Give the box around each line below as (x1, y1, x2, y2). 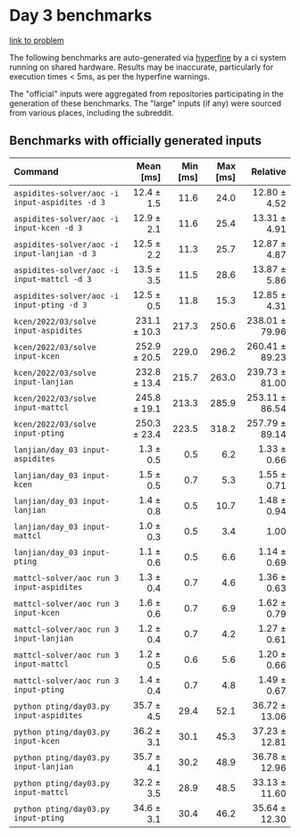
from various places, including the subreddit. (9, 107, 174, 118)
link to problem (9, 35, 64, 46)
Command (13, 165, 60, 178)
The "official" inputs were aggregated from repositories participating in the (9, 88, 284, 99)
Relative (251, 165, 287, 178)
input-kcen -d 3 (13, 222, 83, 233)
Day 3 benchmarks (9, 5, 153, 26)
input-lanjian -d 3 (13, 248, 96, 259)
